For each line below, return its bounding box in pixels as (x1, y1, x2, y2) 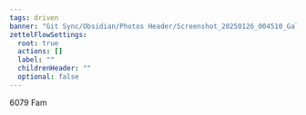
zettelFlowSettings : (9, 30, 88, 39)
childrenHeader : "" (17, 64, 92, 73)
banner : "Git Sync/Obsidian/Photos (9, 22, 145, 31)
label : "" (17, 55, 55, 64)
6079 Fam (9, 97, 47, 108)
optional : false (17, 72, 79, 81)
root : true (17, 38, 59, 48)
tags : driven (9, 13, 59, 23)
